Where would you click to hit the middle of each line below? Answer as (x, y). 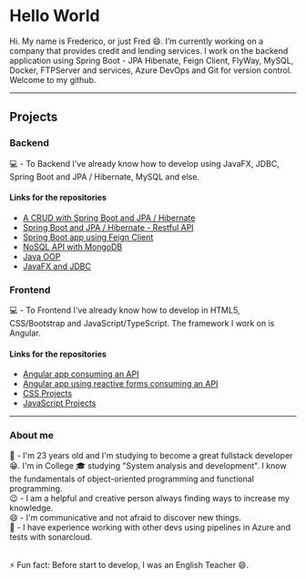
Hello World (55, 16)
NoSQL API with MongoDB (72, 246)
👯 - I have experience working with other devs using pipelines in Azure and (150, 527)
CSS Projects (47, 394)
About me (32, 436)
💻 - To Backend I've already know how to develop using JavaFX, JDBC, (144, 163)
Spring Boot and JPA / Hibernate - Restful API (108, 227)
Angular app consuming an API (81, 374)
